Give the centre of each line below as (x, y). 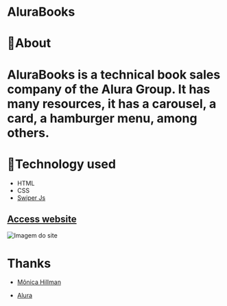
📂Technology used (62, 164)
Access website (42, 219)
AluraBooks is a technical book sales (114, 74)
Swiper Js (31, 197)
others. (28, 132)
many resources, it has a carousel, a (112, 104)
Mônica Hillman (39, 282)
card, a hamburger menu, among (102, 118)
